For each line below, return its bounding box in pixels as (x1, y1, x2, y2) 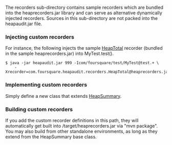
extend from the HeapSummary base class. (5, 133, 97, 140)
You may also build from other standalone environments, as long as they (5, 128, 158, 134)
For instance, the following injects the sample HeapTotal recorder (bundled (5, 45, 163, 51)
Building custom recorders (5, 106, 73, 113)
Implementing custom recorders (5, 81, 88, 89)
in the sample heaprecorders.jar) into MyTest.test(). (5, 51, 114, 57)
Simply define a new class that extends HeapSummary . (5, 93, 122, 99)
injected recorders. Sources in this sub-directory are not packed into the (5, 15, 158, 21)
